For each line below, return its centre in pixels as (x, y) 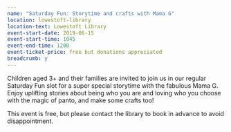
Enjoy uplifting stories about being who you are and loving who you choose (114, 93)
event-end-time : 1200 (38, 46)
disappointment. (30, 121)
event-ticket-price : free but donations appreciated (85, 53)
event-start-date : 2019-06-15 (51, 33)
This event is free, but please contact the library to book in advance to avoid (116, 113)
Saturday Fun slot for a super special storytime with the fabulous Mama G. (113, 85)
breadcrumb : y (28, 59)
